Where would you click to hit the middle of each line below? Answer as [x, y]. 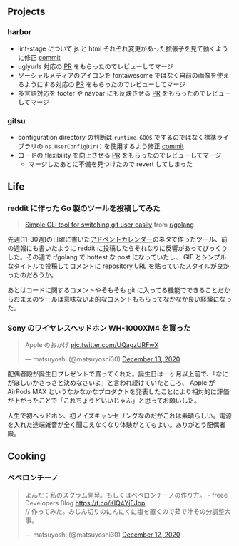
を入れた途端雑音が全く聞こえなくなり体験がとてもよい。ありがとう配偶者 [117, 424]
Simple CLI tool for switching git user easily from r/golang [109, 225]
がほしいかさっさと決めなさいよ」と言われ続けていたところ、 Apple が [111, 382]
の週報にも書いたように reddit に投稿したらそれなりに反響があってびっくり [118, 248]
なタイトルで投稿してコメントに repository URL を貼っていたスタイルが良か [118, 266]
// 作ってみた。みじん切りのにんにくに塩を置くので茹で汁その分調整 [124, 511]
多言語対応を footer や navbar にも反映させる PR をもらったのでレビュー [124, 93]
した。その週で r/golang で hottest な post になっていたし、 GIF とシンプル [117, 257]
